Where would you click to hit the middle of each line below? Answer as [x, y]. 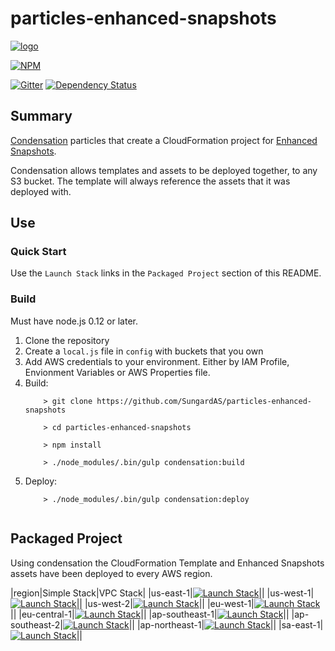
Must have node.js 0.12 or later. [74, 321]
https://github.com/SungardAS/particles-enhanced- [204, 401]
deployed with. [41, 191]
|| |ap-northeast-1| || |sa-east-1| [226, 624]
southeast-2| [36, 624]
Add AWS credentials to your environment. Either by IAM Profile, [157, 361]
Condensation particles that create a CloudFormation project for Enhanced [164, 140]
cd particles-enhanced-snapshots [121, 427]
